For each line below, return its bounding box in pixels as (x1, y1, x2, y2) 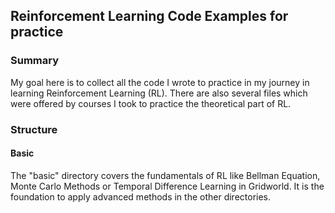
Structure (10, 122, 58, 136)
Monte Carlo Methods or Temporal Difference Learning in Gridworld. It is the (10, 180, 325, 192)
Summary (10, 54, 60, 68)
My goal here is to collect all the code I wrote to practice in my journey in (10, 76, 310, 88)
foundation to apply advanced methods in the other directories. (10, 190, 272, 203)
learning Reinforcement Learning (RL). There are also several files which (10, 87, 308, 99)
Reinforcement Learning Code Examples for (10, 8, 289, 25)
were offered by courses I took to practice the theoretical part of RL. (10, 97, 292, 109)
